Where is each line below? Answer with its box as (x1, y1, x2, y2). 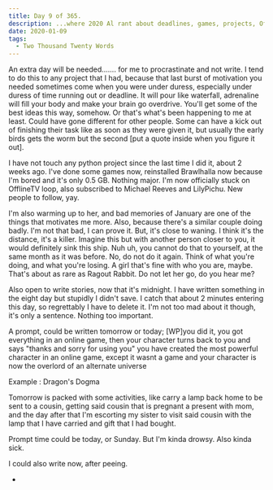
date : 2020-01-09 (8, 27, 67, 35)
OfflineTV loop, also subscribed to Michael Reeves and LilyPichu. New (8, 184, 244, 194)
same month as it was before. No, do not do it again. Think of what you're (8, 252, 254, 261)
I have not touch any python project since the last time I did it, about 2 (8, 158, 242, 168)
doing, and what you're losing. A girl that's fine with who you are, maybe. (8, 260, 253, 270)
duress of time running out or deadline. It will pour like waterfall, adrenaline (8, 90, 259, 100)
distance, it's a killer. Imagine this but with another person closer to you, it (8, 234, 256, 244)
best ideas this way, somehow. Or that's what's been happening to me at (8, 107, 252, 118)
